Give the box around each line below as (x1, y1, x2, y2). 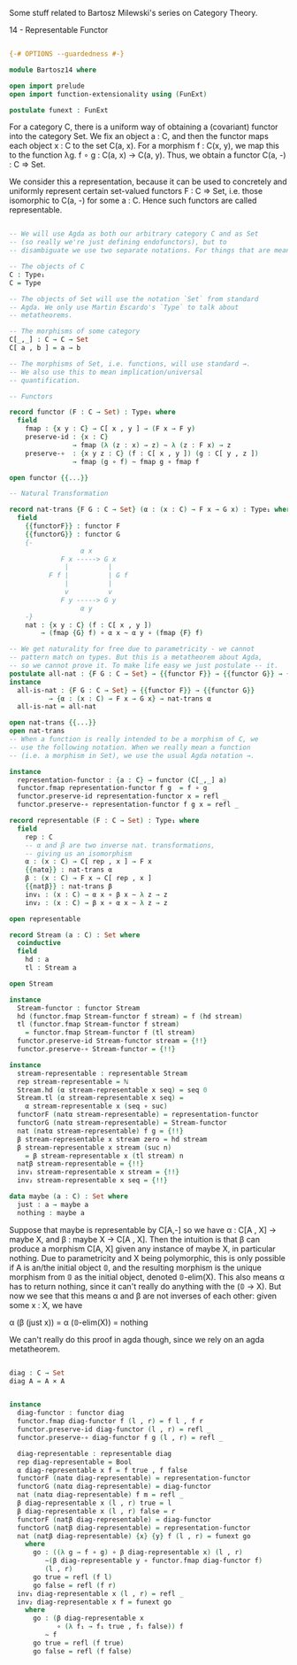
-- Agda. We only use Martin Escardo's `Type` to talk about (9, 303, 240, 312)
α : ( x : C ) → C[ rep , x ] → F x (25, 857, 152, 866)
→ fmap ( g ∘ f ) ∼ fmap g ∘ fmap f (72, 457, 200, 466)
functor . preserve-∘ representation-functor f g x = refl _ (17, 801, 240, 809)
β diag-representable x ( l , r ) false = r (17, 1506, 176, 1515)
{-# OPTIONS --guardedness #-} (9, 50, 125, 58)
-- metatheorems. (9, 311, 73, 320)
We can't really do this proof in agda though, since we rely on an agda (9, 1334, 265, 1344)
